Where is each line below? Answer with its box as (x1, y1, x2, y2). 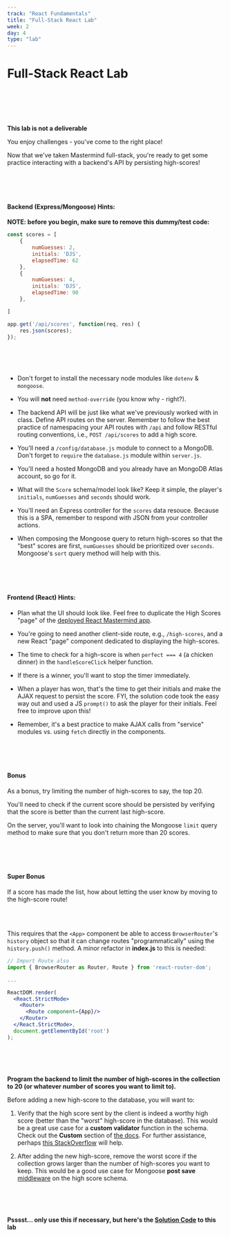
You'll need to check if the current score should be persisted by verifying (7, 800, 215, 808)
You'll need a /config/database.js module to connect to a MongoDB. (17, 444, 214, 453)
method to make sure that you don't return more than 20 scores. (7, 828, 190, 836)
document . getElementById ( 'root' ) (13, 1027, 110, 1035)
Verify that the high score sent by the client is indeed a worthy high (17, 1109, 209, 1117)
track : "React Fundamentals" (7, 10, 91, 17)
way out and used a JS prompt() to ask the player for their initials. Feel (17, 699, 218, 708)
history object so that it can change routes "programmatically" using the (7, 937, 215, 945)
